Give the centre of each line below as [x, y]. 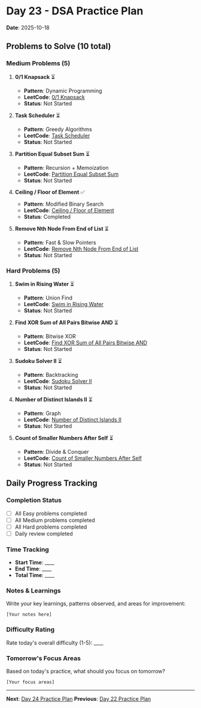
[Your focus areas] [31, 682]
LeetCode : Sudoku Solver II [58, 381]
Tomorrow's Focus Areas [43, 658]
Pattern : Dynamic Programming [63, 90]
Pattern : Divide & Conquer [56, 451]
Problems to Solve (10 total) [59, 46]
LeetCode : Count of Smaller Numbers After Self [83, 458]
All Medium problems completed [55, 520]
